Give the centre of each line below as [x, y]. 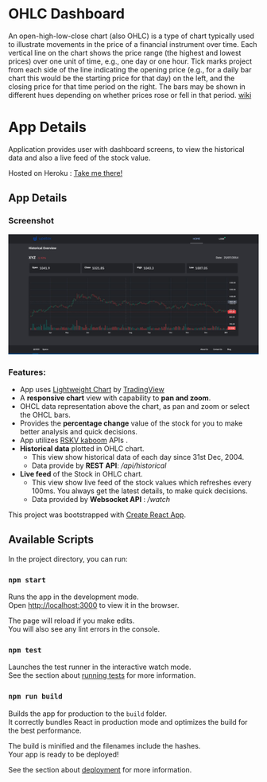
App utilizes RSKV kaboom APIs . [74, 440]
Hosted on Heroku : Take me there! [66, 173]
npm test [25, 650]
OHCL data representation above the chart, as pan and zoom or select [135, 407]
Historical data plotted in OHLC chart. [82, 449]
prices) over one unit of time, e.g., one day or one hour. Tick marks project [130, 61]
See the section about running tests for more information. [102, 675]
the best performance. [45, 730]
